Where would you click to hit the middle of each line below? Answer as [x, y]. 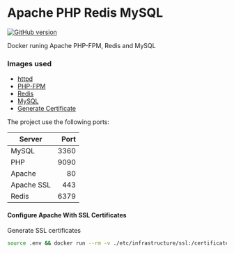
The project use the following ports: [58, 122]
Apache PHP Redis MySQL [85, 13]
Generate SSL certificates [44, 231]
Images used [30, 63]
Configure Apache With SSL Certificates [67, 215]
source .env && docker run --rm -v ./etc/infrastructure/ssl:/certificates [119, 243]
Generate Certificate [47, 109]
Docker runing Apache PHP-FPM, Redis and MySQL [81, 45]
